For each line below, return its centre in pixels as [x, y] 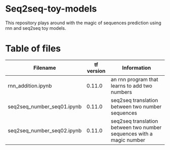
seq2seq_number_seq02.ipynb [45, 130]
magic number [128, 140]
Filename [45, 68]
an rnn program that [134, 79]
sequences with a [132, 133]
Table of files [33, 49]
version [96, 71]
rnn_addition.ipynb [30, 85]
